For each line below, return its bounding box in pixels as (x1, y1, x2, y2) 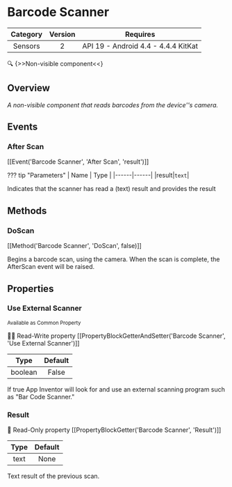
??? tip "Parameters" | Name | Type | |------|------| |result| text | (7, 171, 190, 180)
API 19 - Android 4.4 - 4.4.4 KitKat (82, 41, 199, 51)
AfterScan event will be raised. (7, 263, 95, 271)
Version (49, 29, 76, 39)
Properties (7, 283, 54, 295)
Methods (7, 205, 47, 217)
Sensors (13, 41, 40, 51)
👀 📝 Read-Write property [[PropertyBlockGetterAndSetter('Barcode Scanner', (7, 332, 226, 340)
